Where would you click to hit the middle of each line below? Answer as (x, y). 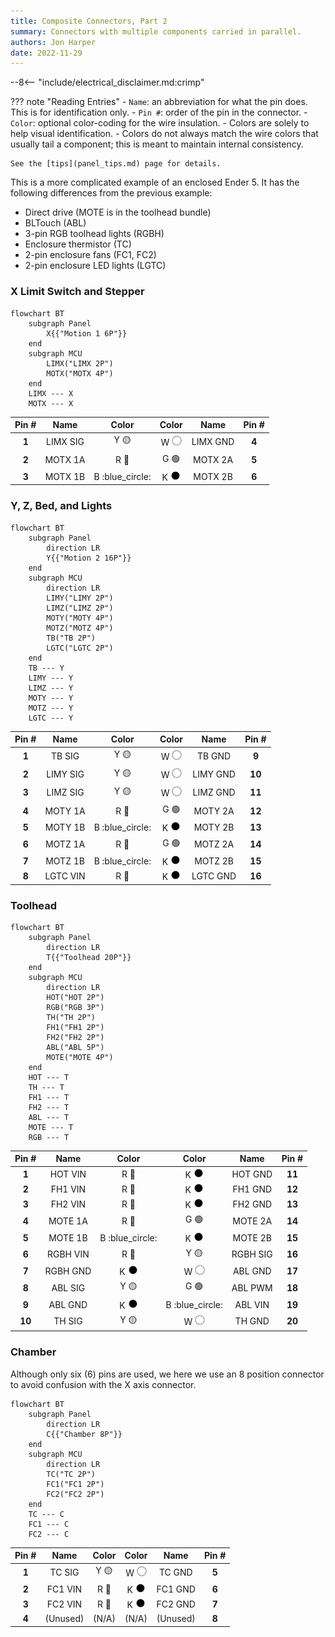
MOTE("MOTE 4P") (80, 1057)
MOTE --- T (51, 1127)
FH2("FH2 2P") (75, 1037)
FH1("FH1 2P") (75, 1027)
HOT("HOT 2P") (75, 997)
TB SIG (65, 756)
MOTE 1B (68, 1237)
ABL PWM (252, 1287)
